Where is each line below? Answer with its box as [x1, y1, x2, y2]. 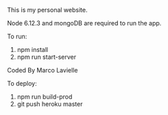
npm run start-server [16, 53, 77, 61]
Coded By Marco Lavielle [7, 66, 78, 74]
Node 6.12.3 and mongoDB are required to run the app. [7, 19, 162, 27]
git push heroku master [16, 100, 83, 108]
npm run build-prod [16, 92, 73, 101]
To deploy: [7, 79, 37, 88]
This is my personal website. [7, 6, 88, 14]
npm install [16, 46, 49, 53]
